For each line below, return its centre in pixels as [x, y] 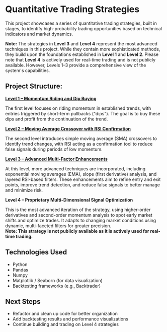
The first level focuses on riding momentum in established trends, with [78, 108]
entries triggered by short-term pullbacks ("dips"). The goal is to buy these [83, 113]
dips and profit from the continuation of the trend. [57, 119]
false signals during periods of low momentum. [54, 149]
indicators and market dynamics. [39, 34]
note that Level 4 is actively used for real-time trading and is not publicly [80, 59]
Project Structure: [34, 86]
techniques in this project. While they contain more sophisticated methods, [83, 49]
